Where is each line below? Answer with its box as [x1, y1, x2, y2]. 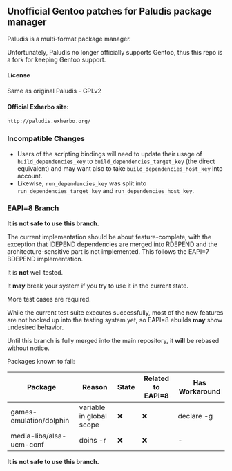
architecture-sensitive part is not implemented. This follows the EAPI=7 [7, 247, 209, 255]
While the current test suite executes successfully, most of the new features [7, 308, 224, 317]
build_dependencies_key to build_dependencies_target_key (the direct [17, 157, 215, 165]
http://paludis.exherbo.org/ [7, 118, 91, 125]
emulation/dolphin [10, 415, 70, 425]
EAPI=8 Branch [7, 203, 59, 213]
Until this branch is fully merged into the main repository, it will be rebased [7, 336, 220, 344]
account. [17, 172, 43, 180]
